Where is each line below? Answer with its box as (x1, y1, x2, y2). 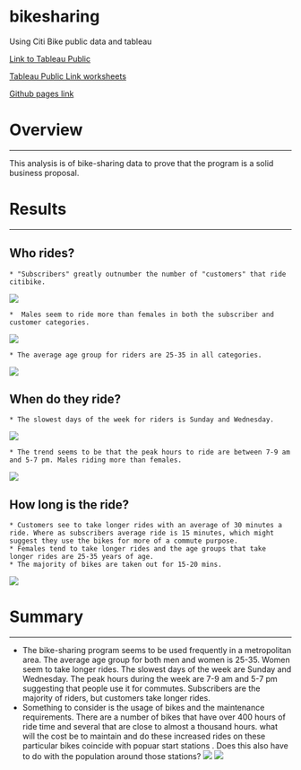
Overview (9, 119, 83, 140)
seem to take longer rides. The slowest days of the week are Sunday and (21, 664, 292, 675)
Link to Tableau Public (9, 53, 91, 64)
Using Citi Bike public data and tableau (9, 36, 152, 47)
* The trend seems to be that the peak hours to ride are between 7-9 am (9, 447, 291, 457)
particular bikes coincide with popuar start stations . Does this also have (21, 740, 288, 751)
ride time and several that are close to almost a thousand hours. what (21, 721, 278, 732)
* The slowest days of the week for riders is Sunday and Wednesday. (9, 415, 275, 424)
